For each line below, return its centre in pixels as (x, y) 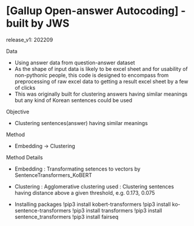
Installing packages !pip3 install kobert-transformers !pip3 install (93, 204)
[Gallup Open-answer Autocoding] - (96, 11)
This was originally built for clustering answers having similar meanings (101, 94)
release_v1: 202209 (30, 40)
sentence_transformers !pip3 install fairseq (66, 217)
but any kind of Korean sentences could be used (73, 100)
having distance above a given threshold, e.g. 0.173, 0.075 (85, 192)
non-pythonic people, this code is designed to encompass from (92, 75)
